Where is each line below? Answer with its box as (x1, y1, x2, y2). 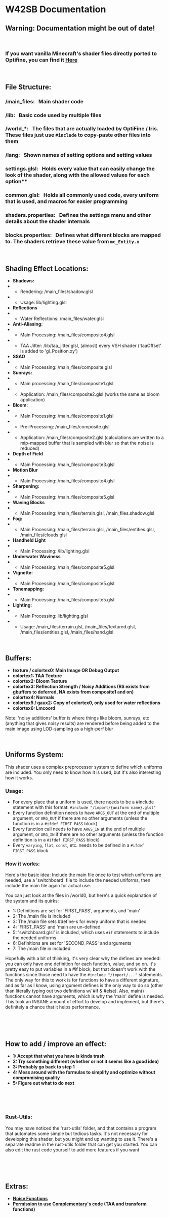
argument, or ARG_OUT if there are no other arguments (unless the (12, 815, 148, 821)
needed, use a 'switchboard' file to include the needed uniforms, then (5, 877, 151, 883)
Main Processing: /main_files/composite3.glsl (20, 461, 115, 468)
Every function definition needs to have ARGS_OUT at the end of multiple (12, 810, 160, 816)
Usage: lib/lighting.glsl (20, 299, 67, 306)
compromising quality (12, 1075, 60, 1081)
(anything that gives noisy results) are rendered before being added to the (5, 720, 160, 727)
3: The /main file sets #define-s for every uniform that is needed (12, 918, 147, 924)
